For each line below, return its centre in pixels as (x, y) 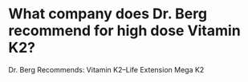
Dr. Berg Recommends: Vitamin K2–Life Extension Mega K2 (106, 69)
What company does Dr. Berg (108, 14)
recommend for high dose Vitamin (124, 31)
